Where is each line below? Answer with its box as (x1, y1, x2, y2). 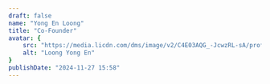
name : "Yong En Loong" (8, 19, 84, 27)
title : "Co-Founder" (8, 26, 78, 34)
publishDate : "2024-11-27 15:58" (8, 64, 121, 72)
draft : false (8, 11, 52, 20)
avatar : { (8, 34, 42, 42)
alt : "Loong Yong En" (22, 49, 95, 57)
